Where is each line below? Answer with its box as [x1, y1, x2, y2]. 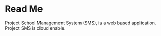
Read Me [5, 3, 43, 15]
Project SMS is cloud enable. [5, 25, 66, 31]
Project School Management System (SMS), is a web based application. [5, 20, 156, 26]
